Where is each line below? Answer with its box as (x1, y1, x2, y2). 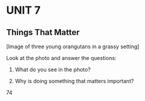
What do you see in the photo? (14, 66, 91, 73)
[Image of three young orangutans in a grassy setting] (6, 43, 140, 50)
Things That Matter (6, 27, 80, 37)
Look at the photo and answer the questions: (6, 55, 117, 61)
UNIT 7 (6, 4, 41, 17)
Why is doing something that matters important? (14, 78, 134, 84)
